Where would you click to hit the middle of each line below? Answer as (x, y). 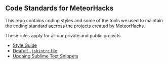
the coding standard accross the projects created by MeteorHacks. (75, 26)
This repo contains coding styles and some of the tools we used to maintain (84, 20)
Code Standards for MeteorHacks (59, 8)
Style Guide (25, 45)
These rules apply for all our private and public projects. (64, 35)
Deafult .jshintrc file (35, 50)
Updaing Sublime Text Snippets (45, 56)
